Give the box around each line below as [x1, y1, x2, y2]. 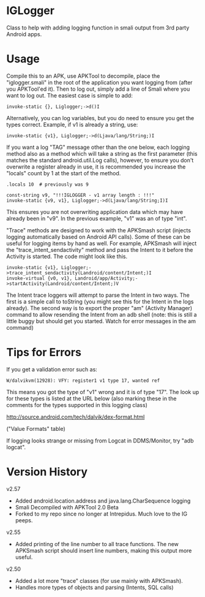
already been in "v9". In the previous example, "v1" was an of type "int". [6, 215, 187, 222]
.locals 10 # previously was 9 [6, 181, 89, 188]
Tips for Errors [6, 346, 81, 359]
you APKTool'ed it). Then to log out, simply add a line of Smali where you [6, 85, 190, 93]
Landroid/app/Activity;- [74, 275, 138, 281]
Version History [6, 465, 88, 479]
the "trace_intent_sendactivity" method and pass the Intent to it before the [6, 246, 193, 253]
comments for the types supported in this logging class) [6, 401, 148, 408]
